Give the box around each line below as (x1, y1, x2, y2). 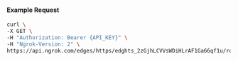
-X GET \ (6, 28, 33, 35)
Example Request (6, 6, 60, 14)
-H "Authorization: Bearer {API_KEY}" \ (6, 34, 129, 41)
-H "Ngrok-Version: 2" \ (6, 41, 80, 48)
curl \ (6, 21, 26, 28)
